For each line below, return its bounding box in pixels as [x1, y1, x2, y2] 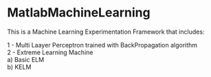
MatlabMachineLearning [7, 5, 151, 21]
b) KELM [7, 63, 32, 71]
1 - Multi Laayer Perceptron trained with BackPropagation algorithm [7, 41, 198, 49]
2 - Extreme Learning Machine [7, 48, 93, 56]
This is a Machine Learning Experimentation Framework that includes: [7, 27, 205, 36]
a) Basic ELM [7, 55, 45, 63]
